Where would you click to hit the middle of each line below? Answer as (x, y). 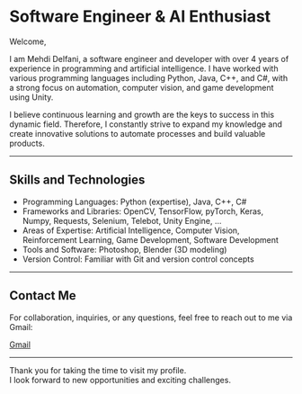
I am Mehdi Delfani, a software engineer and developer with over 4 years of (149, 58)
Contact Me (43, 295)
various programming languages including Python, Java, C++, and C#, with (149, 77)
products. (27, 143)
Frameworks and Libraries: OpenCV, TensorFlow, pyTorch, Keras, (142, 211)
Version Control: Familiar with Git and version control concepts (138, 259)
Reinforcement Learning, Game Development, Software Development (150, 239)
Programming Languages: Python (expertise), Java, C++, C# (134, 201)
